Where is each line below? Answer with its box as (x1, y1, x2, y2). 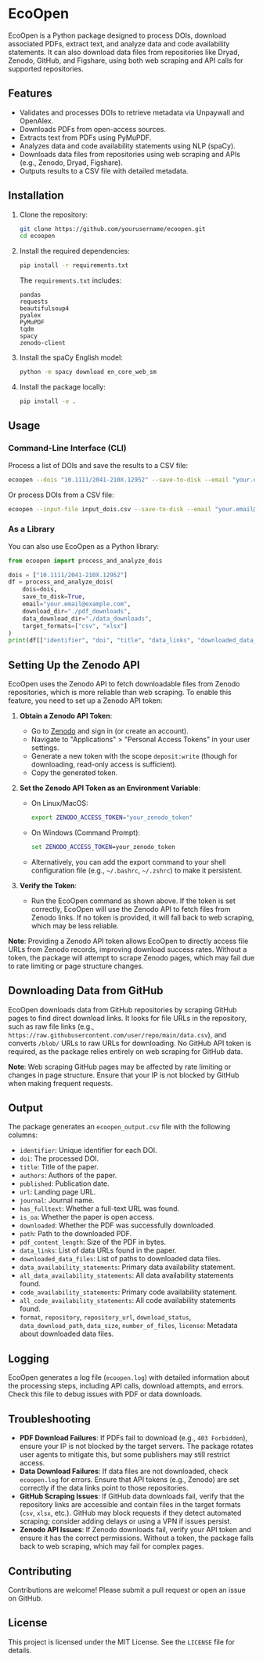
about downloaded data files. (19, 1329, 114, 1339)
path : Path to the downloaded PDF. (19, 1229, 132, 1238)
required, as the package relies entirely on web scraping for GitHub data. (8, 1046, 243, 1056)
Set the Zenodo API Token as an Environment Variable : (19, 783, 201, 793)
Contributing (8, 1564, 72, 1578)
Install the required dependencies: (19, 247, 131, 256)
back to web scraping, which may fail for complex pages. (19, 1542, 204, 1551)
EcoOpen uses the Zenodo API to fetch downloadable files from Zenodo (8, 679, 240, 689)
